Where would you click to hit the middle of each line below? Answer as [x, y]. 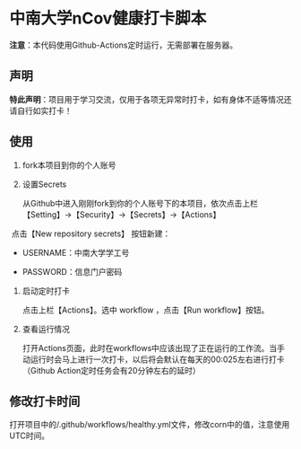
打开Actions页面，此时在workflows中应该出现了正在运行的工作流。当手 [153, 348]
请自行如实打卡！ [41, 110]
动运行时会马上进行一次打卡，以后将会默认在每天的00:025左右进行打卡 [153, 359]
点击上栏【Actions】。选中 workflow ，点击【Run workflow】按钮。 [146, 310]
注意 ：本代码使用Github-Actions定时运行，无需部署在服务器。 [124, 45]
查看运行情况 [46, 329]
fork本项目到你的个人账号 [69, 165]
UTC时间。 [30, 436]
